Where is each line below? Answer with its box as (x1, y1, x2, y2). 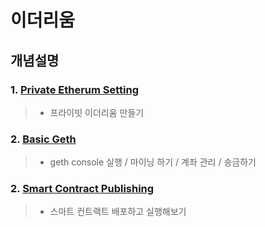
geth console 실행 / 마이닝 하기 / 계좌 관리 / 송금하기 (49, 156, 257, 168)
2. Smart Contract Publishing (10, 182, 155, 196)
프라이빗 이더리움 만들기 (49, 106, 145, 118)
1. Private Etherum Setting (10, 82, 140, 96)
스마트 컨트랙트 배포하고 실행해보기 (49, 206, 187, 218)
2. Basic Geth (10, 132, 77, 146)
